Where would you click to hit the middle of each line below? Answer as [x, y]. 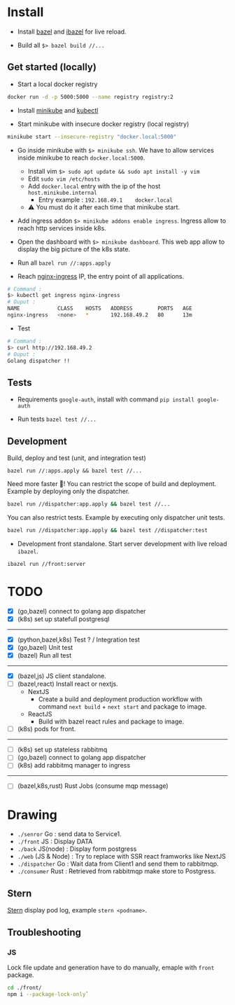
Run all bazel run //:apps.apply [64, 263]
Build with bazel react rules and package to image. [111, 721]
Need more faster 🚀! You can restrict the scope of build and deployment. [112, 484]
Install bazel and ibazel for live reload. [72, 32]
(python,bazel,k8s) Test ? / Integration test [78, 639]
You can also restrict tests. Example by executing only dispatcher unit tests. [116, 517]
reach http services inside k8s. [62, 228]
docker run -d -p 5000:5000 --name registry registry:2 [90, 97]
